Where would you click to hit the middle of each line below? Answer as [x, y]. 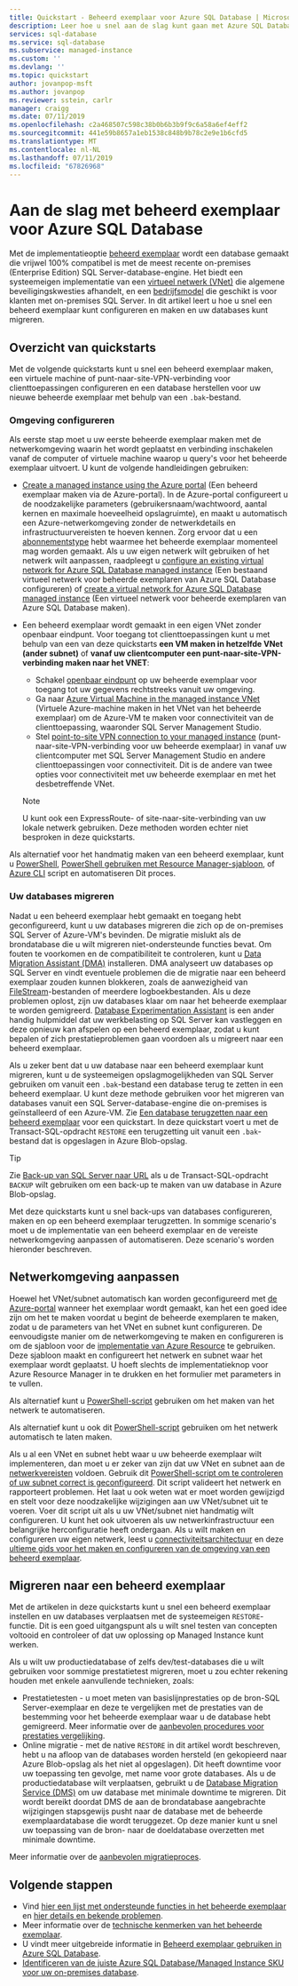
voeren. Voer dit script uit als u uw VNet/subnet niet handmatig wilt [132, 1511]
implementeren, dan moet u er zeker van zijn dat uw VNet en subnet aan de [147, 1464]
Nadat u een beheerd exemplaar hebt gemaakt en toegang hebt [125, 915]
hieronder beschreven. [51, 1248]
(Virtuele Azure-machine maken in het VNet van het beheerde [148, 708]
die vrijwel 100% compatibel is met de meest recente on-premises [130, 263]
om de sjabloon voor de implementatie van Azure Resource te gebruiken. [142, 1345]
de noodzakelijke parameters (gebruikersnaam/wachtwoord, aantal [145, 504]
